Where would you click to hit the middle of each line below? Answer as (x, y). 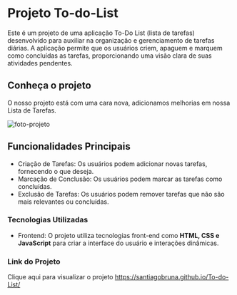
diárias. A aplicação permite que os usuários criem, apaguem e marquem (115, 48)
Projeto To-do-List (63, 13)
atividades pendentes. (40, 63)
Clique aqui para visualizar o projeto (60, 277)
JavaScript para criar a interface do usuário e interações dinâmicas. (118, 243)
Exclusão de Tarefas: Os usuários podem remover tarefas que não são (121, 194)
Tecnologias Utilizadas (48, 220)
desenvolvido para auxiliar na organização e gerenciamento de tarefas (111, 40)
